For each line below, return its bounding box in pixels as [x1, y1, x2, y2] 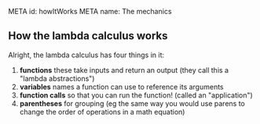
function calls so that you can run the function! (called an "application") [19, 90, 253, 100]
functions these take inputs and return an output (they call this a [19, 65, 229, 75]
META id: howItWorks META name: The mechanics [8, 7, 172, 16]
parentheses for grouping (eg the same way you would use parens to [19, 98, 245, 108]
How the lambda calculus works [8, 29, 168, 42]
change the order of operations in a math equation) [19, 107, 185, 116]
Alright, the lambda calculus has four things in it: [8, 50, 165, 60]
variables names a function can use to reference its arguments [19, 82, 224, 91]
